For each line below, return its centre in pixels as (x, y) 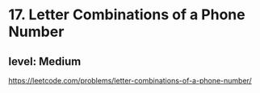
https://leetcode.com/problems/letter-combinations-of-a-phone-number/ (130, 81)
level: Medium (45, 61)
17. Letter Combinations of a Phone (127, 15)
